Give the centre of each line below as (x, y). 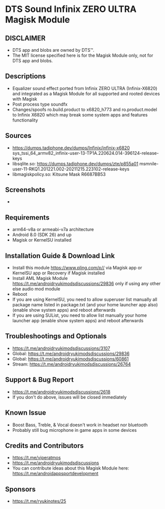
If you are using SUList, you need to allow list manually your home (80, 315)
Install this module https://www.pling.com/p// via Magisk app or (77, 268)
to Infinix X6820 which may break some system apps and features (80, 115)
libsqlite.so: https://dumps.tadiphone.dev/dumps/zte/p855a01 (75, 163)
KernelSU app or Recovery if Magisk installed (58, 273)
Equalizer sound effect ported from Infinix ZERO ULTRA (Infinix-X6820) (85, 88)
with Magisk (25, 99)
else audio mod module (36, 289)
